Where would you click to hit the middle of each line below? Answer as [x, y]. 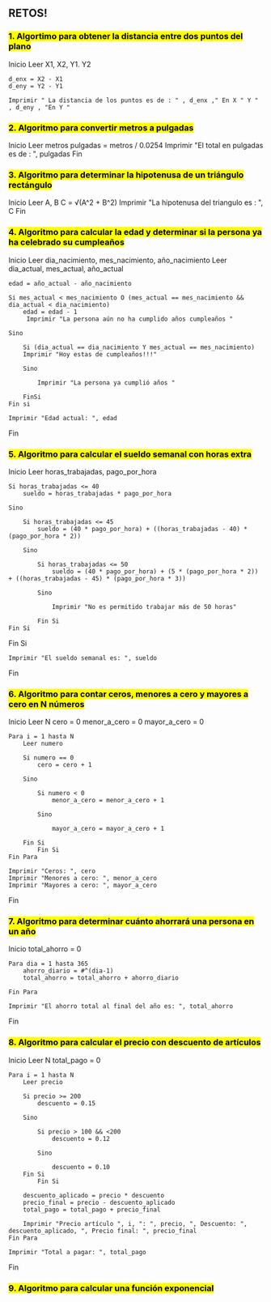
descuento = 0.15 [66, 1103]
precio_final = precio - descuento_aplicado [99, 1202]
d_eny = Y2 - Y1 [36, 86]
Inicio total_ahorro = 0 [45, 949]
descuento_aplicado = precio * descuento [93, 1195]
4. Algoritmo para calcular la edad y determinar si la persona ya [135, 232]
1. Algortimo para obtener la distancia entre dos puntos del [126, 36]
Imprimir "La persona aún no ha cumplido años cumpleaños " [129, 319]
